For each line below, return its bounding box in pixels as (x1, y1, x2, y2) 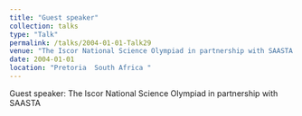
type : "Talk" (9, 30, 59, 39)
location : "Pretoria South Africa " (9, 64, 152, 73)
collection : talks (9, 22, 79, 31)
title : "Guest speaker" (9, 13, 99, 22)
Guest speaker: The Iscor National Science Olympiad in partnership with (9, 87, 278, 99)
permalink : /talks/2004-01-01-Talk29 (9, 38, 152, 48)
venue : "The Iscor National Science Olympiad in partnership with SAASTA (9, 47, 294, 56)
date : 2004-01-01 (9, 55, 75, 64)
